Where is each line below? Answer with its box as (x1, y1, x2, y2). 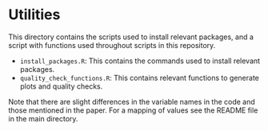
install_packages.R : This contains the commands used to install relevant (19, 56, 261, 65)
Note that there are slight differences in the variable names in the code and (8, 97, 256, 106)
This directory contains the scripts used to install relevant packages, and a (8, 32, 254, 42)
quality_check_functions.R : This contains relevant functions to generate (19, 73, 260, 82)
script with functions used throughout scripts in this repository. (8, 40, 216, 50)
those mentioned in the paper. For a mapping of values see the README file (8, 105, 258, 115)
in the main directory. (8, 113, 78, 123)
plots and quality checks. (19, 81, 103, 91)
